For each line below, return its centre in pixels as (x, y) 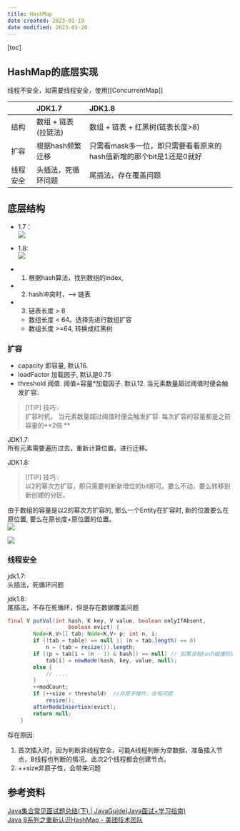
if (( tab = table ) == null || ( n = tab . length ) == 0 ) (115, 641)
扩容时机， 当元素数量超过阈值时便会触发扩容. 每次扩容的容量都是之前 (127, 417)
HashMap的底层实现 (53, 72)
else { (43, 667)
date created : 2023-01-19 (46, 21)
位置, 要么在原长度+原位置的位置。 (64, 519)
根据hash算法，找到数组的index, (76, 278)
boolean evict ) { (94, 628)
